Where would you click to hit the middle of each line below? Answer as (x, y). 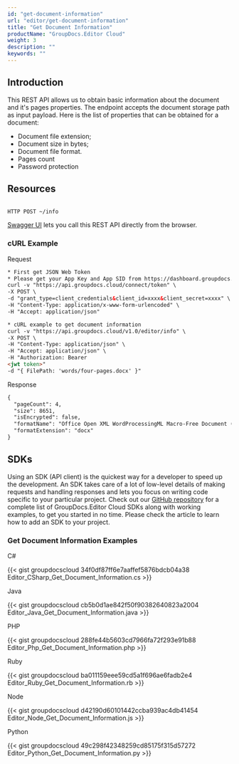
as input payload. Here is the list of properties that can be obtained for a (113, 115)
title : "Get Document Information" (60, 27)
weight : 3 (22, 41)
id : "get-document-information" (55, 14)
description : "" (31, 47)
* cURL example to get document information (74, 325)
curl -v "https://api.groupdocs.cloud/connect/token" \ (92, 286)
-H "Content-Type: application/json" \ (67, 345)
